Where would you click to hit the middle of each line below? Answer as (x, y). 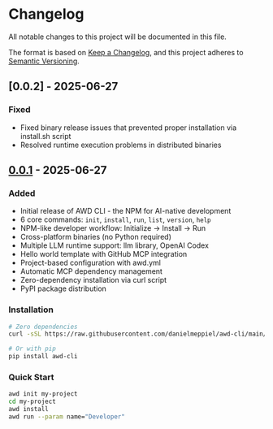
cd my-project (32, 402)
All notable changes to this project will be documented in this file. (118, 37)
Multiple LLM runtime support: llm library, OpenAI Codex (115, 245)
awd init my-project (43, 394)
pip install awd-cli (43, 357)
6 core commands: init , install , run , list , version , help (115, 219)
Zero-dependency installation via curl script (93, 280)
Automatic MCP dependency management (91, 271)
